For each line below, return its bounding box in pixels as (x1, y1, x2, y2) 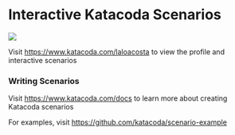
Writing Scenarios (8, 75, 80, 86)
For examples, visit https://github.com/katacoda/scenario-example (8, 117, 227, 127)
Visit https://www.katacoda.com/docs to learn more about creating (8, 93, 228, 103)
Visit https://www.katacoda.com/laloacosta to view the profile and (8, 46, 225, 57)
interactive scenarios (8, 55, 77, 65)
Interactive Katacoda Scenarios (8, 6, 221, 24)
